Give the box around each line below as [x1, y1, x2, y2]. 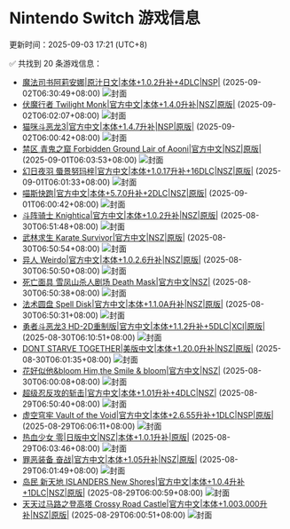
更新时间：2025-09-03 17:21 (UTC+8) [9, 39, 148, 50]
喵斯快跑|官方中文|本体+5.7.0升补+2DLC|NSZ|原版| [21, 187, 208, 198]
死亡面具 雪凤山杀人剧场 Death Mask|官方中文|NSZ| [21, 276, 211, 287]
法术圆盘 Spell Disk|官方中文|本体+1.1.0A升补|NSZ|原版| [21, 298, 223, 309]
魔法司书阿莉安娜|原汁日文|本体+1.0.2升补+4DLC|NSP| [21, 76, 221, 87]
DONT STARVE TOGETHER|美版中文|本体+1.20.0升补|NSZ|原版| [21, 343, 255, 353]
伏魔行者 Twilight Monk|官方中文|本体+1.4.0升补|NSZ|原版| [21, 99, 236, 109]
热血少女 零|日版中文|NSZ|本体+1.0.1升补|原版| [21, 431, 190, 442]
